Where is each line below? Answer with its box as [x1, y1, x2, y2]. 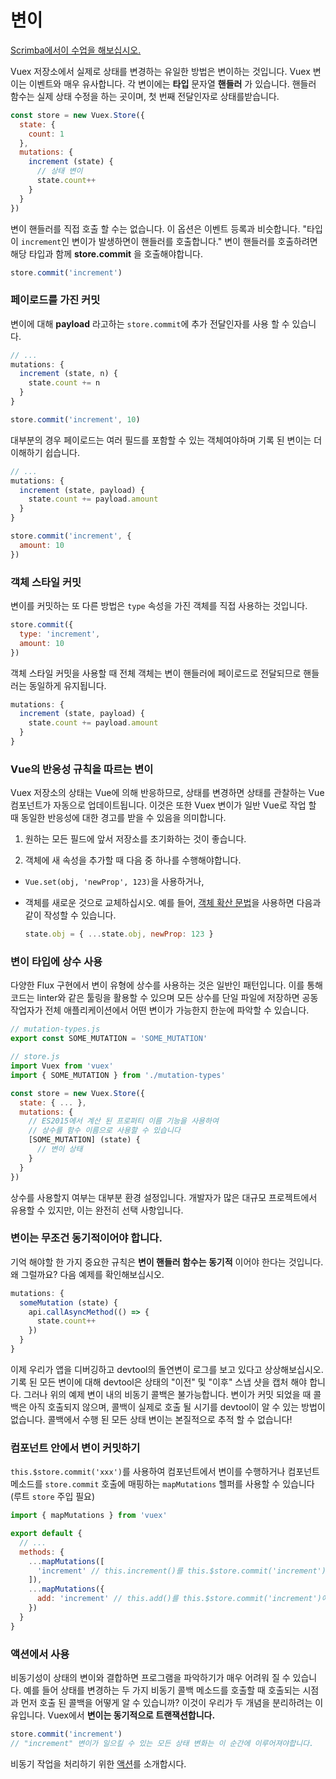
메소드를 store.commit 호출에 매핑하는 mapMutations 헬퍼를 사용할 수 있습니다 [10, 1478, 315, 1490]
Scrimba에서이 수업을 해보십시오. [10, 44, 142, 56]
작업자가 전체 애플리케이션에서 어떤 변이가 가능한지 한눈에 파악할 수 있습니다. [10, 1004, 310, 1016]
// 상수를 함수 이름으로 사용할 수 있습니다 [28, 1126, 181, 1136]
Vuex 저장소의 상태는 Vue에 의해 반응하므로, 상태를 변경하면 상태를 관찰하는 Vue [10, 787, 325, 799]
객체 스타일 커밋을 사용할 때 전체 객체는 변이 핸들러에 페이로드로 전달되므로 [10, 667, 302, 679]
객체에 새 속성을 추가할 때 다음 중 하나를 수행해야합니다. [24, 854, 242, 866]
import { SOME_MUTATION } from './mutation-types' [10, 1070, 226, 1080]
